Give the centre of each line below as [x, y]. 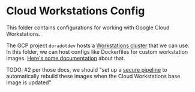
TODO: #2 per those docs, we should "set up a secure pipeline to [87, 69]
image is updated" [29, 82]
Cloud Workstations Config [76, 11]
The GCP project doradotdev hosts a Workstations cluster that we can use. [98, 45]
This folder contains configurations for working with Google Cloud [88, 27]
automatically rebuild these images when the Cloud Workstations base [93, 76]
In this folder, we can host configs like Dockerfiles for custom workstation [97, 51]
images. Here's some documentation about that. [66, 58]
